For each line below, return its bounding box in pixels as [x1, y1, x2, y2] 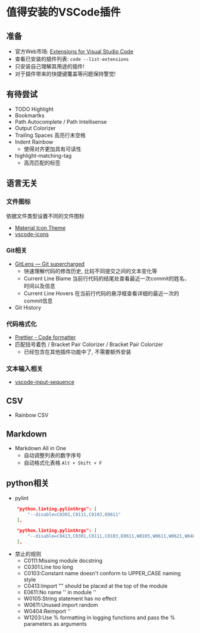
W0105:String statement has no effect [23, 595, 117, 602]
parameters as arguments [23, 620, 87, 628]
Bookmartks [14, 111, 45, 119]
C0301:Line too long [23, 563, 73, 570]
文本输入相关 [6, 364, 43, 373]
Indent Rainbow [14, 138, 54, 145]
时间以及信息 [23, 282, 55, 289]
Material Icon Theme [14, 224, 66, 231]
